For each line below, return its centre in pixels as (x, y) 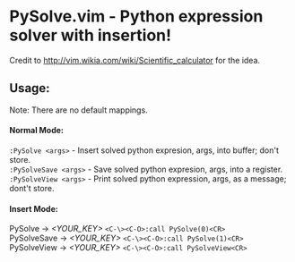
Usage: (30, 88)
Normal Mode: (37, 131)
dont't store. (32, 188)
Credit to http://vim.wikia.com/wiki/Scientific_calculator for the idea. (135, 60)
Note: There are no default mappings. (78, 110)
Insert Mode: (34, 208)
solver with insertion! (91, 35)
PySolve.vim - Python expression (136, 17)
